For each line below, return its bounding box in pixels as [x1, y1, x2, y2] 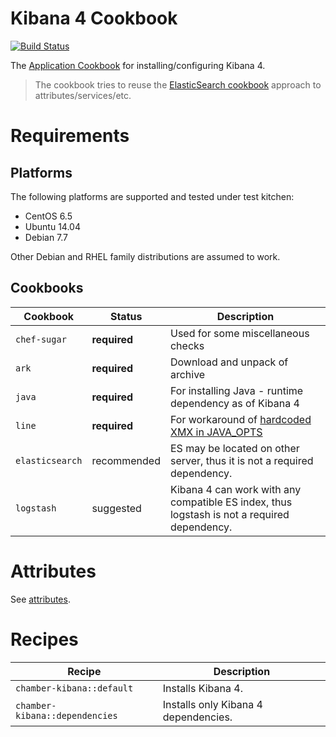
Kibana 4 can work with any [169, 482, 302, 496]
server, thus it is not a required [169, 453, 314, 467]
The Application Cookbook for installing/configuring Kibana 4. [10, 59, 266, 71]
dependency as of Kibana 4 [169, 396, 300, 410]
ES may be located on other [169, 441, 300, 455]
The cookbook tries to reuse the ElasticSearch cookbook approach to [34, 78, 322, 91]
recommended [91, 453, 161, 467]
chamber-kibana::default [15, 682, 134, 694]
